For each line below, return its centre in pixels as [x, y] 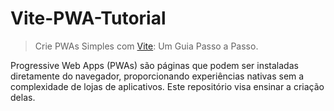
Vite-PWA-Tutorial [88, 18]
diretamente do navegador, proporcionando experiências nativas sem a [157, 76]
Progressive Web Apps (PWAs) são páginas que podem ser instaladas [154, 65]
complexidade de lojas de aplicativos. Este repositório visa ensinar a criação [167, 86]
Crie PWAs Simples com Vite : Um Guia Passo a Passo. [146, 46]
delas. [23, 97]
